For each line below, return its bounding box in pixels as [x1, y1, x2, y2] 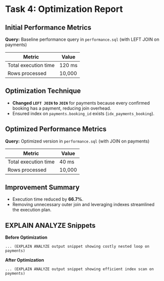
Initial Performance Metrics [5, 23, 92, 32]
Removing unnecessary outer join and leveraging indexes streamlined [12, 202, 155, 208]
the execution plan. [12, 207, 52, 213]
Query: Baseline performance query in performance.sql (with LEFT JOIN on [5, 36, 160, 42]
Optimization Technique [5, 87, 81, 95]
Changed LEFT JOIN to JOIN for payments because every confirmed [12, 100, 150, 106]
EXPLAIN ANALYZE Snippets [5, 221, 96, 229]
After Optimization [5, 257, 45, 263]
